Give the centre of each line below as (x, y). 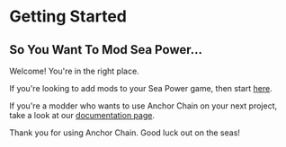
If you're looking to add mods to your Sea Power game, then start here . (141, 88)
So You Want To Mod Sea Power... (106, 50)
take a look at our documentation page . (82, 115)
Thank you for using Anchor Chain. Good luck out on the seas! (125, 133)
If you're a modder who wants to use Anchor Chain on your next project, (143, 106)
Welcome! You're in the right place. (74, 71)
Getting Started (68, 17)
